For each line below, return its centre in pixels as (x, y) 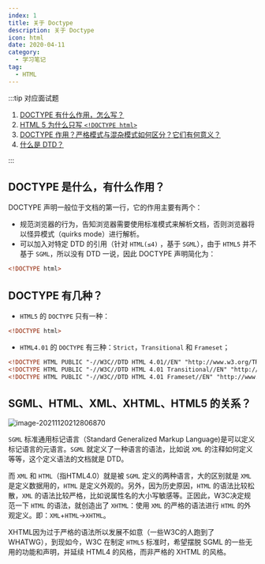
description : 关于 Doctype (51, 30)
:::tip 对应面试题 (34, 98)
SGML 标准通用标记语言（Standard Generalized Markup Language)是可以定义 (132, 439)
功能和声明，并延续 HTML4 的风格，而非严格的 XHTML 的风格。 (126, 552)
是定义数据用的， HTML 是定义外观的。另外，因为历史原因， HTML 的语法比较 (128, 486)
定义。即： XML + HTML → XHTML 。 (62, 516)
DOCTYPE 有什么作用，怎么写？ (72, 115)
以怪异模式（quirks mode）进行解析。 (81, 234)
